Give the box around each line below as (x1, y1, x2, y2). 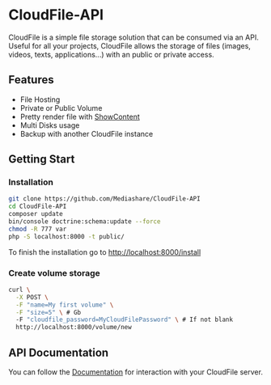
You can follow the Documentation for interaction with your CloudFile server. (8, 367, 263, 377)
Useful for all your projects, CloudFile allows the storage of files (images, (8, 40, 251, 50)
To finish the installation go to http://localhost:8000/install (8, 247, 201, 256)
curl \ (8, 286, 31, 294)
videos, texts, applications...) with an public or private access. (8, 49, 214, 59)
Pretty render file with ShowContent (19, 112, 140, 121)
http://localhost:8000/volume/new (15, 324, 132, 332)
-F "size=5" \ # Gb (15, 308, 82, 316)
